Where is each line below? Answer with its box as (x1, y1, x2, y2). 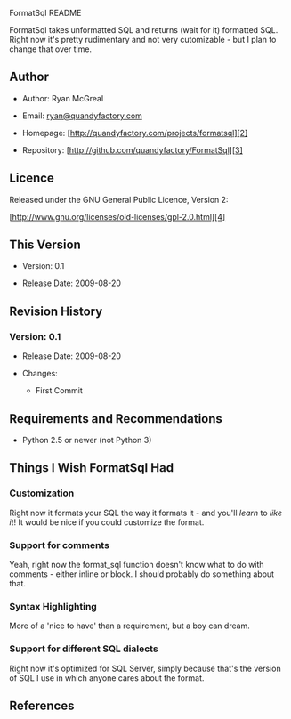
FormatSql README (9, 8, 82, 18)
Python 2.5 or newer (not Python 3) (21, 434, 152, 445)
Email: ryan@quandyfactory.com (21, 110, 142, 121)
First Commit (35, 385, 83, 396)
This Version (9, 238, 82, 253)
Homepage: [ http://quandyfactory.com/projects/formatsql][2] (21, 127, 248, 138)
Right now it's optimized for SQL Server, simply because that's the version (9, 663, 282, 674)
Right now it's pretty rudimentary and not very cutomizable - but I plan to (9, 35, 277, 44)
